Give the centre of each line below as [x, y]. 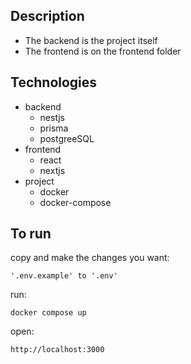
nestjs [52, 117]
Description [47, 16]
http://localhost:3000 [57, 350]
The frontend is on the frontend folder [103, 51]
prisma [54, 128]
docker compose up [48, 313]
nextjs [52, 170]
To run [31, 234]
